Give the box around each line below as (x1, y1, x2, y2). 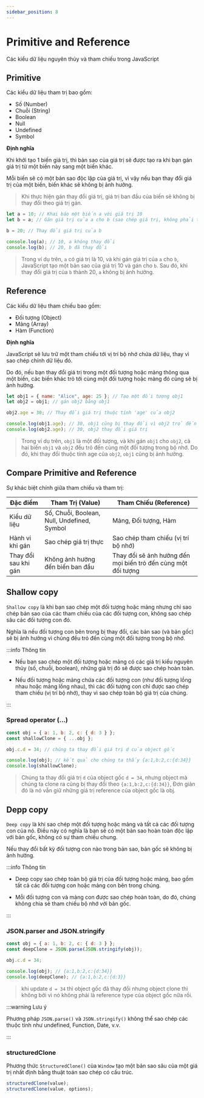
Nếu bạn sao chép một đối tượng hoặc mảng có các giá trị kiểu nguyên (15, 657, 193, 665)
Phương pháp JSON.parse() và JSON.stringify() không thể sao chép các (6, 1015, 188, 1022)
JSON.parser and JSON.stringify (6, 927, 105, 935)
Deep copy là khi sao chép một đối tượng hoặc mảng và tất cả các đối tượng (6, 821, 195, 828)
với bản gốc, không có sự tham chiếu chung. (6, 834, 118, 841)
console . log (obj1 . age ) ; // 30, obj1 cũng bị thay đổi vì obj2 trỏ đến (6, 420, 197, 427)
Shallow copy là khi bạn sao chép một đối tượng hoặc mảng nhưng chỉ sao (6, 603, 192, 611)
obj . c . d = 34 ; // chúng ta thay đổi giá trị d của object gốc (6, 746, 175, 752)
